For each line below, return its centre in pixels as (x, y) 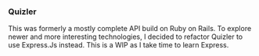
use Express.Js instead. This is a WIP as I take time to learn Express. (119, 45)
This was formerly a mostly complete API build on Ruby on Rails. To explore (130, 29)
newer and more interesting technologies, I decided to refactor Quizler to (126, 37)
